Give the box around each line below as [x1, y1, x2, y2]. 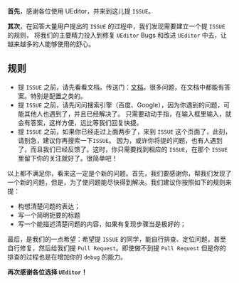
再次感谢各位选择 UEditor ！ [7, 267, 87, 276]
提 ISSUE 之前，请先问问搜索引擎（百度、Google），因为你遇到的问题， [17, 100, 224, 109]
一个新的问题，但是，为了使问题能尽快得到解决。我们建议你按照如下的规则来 [7, 178, 232, 186]
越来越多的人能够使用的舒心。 [7, 40, 95, 48]
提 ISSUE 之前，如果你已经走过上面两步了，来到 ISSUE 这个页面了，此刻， [17, 127, 232, 136]
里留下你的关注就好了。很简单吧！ [17, 154, 118, 162]
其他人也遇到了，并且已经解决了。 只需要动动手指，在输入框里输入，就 [23, 110, 232, 118]
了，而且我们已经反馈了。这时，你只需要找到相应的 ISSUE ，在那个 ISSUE [17, 145, 228, 154]
